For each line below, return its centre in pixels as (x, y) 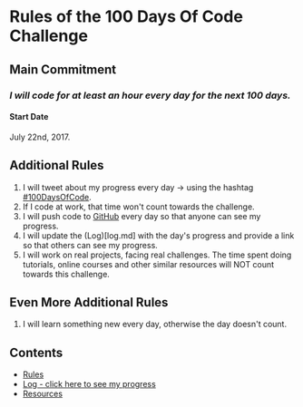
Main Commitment (63, 69)
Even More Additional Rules (89, 302)
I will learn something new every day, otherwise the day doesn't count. (155, 325)
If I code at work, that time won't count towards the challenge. (139, 207)
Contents (36, 352)
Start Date (29, 117)
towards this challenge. (66, 274)
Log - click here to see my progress (89, 384)
